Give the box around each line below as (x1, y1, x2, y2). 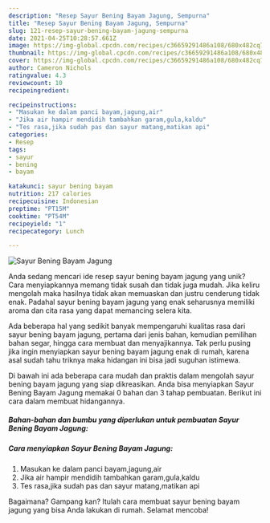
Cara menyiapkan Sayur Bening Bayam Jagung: (8, 444, 174, 453)
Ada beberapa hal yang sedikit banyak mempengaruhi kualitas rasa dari (8, 322, 246, 331)
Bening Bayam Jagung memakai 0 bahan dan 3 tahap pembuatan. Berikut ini (8, 388, 262, 398)
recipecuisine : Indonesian (8, 197, 99, 205)
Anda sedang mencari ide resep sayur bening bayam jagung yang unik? (8, 272, 246, 282)
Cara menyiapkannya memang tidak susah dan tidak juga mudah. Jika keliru (8, 280, 260, 290)
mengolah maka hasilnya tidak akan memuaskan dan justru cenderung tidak (8, 289, 260, 298)
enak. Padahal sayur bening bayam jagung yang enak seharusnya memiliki (8, 298, 255, 307)
